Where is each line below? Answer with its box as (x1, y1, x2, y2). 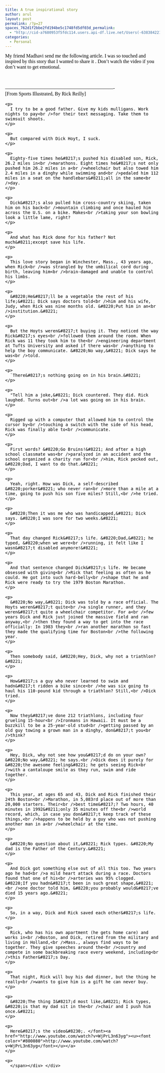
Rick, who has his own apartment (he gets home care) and (10, 930, 149, 935)
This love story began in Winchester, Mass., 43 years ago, (10, 259, 154, 264)
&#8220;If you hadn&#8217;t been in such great (5, 880, 119, 886)
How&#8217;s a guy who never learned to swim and (10, 678, 129, 683)
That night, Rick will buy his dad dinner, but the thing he (10, 974, 156, 979)
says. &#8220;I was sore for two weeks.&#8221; (5, 515, 119, 521)
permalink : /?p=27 (5, 21, 43, 26)
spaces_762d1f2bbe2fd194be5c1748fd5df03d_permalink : (5, 26, 115, 31)
